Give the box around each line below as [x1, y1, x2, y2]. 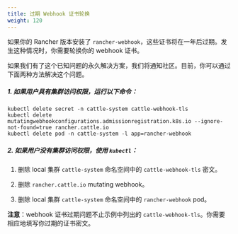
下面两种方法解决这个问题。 [7, 70, 89, 78]
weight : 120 [7, 17, 42, 24]
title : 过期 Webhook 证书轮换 [7, 10, 90, 18]
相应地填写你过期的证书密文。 [7, 219, 94, 228]
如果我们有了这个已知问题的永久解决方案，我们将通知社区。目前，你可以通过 [7, 61, 231, 69]
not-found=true [7, 124, 52, 131]
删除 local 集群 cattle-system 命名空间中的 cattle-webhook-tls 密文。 [17, 165, 222, 174]
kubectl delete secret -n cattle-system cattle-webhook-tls [7, 105, 189, 113]
